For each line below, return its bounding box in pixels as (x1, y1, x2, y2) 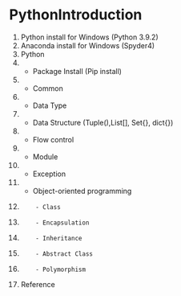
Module (32, 151, 58, 162)
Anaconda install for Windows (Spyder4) (20, 40, 155, 50)
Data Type (32, 101, 67, 110)
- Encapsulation (35, 219, 90, 227)
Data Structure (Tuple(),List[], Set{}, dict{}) (32, 117, 174, 127)
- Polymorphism (35, 265, 86, 273)
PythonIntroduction (9, 6, 143, 24)
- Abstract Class (35, 249, 93, 258)
